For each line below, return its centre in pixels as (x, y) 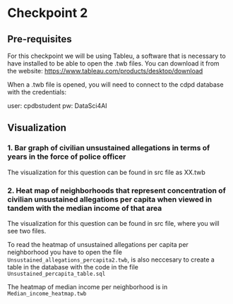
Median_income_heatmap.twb (47, 293)
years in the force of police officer (67, 157)
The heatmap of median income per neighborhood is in (88, 286)
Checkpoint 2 (48, 13)
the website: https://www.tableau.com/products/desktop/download (105, 71)
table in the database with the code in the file (73, 267)
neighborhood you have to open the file (65, 252)
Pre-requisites (40, 39)
